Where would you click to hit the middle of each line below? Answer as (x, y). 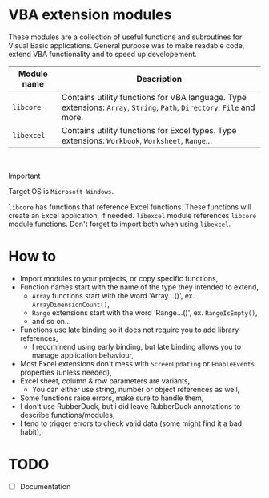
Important (24, 176)
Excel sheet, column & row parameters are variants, (105, 381)
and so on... (51, 321)
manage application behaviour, (82, 355)
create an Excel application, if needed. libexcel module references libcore (132, 215)
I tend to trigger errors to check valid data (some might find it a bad (131, 423)
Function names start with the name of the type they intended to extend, (139, 287)
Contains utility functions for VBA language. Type (154, 97)
